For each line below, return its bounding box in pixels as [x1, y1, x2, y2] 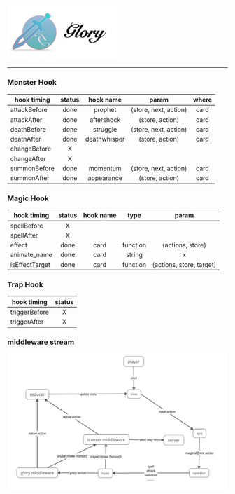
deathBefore [10, 125, 47, 133]
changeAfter [10, 154, 46, 163]
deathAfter [10, 135, 41, 144]
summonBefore [10, 164, 55, 172]
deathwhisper [85, 135, 125, 144]
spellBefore [10, 221, 43, 230]
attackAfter [10, 115, 43, 124]
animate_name [10, 251, 52, 259]
